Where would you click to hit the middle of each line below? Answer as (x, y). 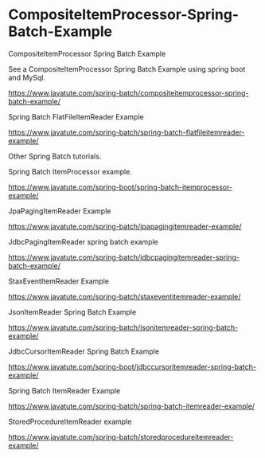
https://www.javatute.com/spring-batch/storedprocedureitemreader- (121, 436)
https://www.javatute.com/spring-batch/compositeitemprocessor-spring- (129, 92)
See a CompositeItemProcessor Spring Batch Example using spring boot (127, 69)
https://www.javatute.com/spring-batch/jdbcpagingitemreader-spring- (124, 257)
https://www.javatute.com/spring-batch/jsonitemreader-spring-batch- (123, 327)
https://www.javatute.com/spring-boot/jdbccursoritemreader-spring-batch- (132, 366)
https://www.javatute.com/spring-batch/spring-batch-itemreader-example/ (132, 406)
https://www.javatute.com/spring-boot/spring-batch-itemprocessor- (121, 187)
